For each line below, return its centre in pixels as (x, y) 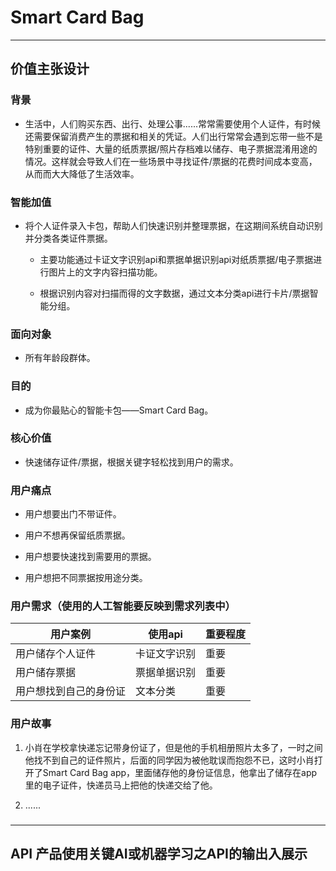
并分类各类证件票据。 (68, 238)
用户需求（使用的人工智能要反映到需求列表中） (123, 606)
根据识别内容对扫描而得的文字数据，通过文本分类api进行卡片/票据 (174, 293)
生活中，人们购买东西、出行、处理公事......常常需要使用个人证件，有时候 (172, 123)
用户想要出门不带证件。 (73, 514)
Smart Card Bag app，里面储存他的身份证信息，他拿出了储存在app (180, 772)
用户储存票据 (46, 673)
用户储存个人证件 (56, 654)
